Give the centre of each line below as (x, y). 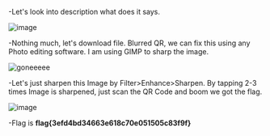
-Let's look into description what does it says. (84, 12)
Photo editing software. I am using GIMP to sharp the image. (108, 51)
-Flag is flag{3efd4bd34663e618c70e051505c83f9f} (100, 123)
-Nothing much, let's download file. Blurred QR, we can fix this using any (129, 43)
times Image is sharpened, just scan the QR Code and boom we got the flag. (135, 91)
